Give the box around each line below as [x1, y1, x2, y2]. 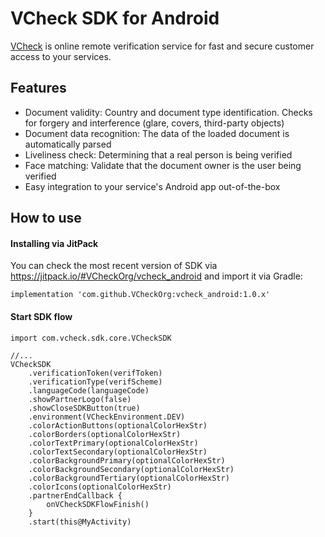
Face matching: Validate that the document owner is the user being [24, 159, 302, 171]
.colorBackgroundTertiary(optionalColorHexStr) [28, 473, 230, 483]
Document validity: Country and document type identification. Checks [24, 106, 313, 118]
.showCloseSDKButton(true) [28, 403, 141, 413]
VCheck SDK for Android [10, 7, 220, 30]
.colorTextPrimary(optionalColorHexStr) [28, 438, 199, 448]
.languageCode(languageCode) [28, 385, 150, 396]
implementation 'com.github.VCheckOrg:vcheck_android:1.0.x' [10, 290, 271, 300]
